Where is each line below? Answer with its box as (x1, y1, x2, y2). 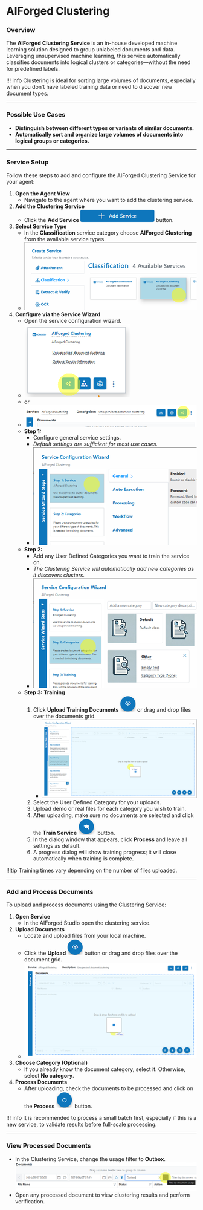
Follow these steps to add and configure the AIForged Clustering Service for (6, 172, 196, 179)
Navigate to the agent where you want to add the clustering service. (24, 197, 193, 204)
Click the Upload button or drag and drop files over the (24, 949, 178, 957)
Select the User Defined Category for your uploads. (33, 798, 161, 805)
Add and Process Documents (6, 887, 94, 896)
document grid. (24, 956, 63, 963)
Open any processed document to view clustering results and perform (14, 1191, 190, 1199)
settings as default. (33, 842, 81, 849)
